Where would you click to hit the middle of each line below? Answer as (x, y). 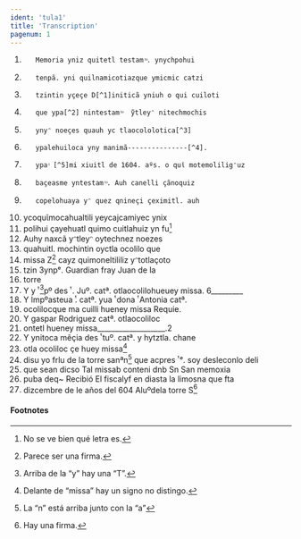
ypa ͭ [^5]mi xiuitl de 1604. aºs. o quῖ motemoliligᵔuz (140, 165)
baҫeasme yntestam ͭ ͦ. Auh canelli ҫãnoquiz (115, 183)
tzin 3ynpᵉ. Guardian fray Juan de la (89, 270)
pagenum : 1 (30, 34)
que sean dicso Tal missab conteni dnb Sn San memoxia (127, 369)
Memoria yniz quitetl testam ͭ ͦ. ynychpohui (115, 60)
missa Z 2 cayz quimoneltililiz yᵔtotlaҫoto (96, 259)
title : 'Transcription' (54, 26)
